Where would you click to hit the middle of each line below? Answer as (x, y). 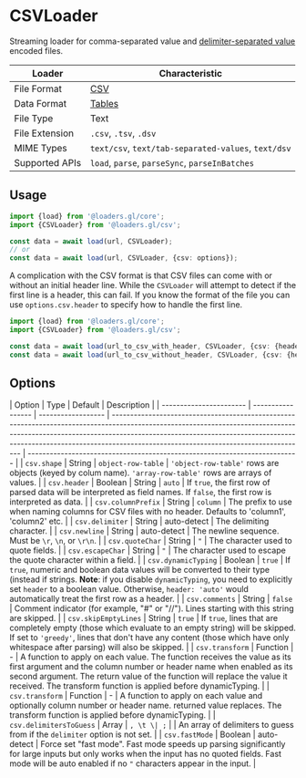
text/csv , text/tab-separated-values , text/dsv (190, 148)
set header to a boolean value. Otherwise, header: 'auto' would (129, 589)
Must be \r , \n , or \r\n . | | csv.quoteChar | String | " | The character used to (151, 541)
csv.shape (43, 464)
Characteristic (191, 73)
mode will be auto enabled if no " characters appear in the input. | (133, 763)
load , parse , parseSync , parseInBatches (172, 162)
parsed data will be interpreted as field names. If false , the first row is (141, 493)
